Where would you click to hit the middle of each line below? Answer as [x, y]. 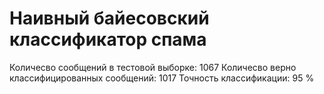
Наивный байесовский [109, 18]
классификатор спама [108, 39]
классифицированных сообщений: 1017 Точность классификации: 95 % [162, 78]
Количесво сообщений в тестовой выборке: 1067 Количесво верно [153, 67]
